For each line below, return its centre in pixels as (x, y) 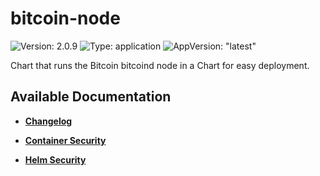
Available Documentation (91, 97)
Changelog (48, 121)
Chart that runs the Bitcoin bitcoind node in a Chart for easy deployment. (160, 65)
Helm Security (55, 159)
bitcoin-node (65, 18)
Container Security (65, 140)
